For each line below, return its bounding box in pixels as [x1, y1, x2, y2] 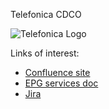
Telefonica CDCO [10, 9, 82, 20]
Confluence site [24, 67, 91, 78]
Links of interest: [10, 47, 80, 59]
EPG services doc [24, 77, 99, 89]
